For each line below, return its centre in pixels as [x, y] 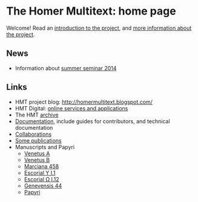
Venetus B [37, 160]
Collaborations [33, 134]
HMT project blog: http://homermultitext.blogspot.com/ [84, 102]
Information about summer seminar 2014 [66, 68]
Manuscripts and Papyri [45, 147]
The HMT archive [37, 115]
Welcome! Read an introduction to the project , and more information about [99, 28]
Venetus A [37, 153]
